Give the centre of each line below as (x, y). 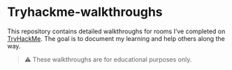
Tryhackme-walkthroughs (85, 12)
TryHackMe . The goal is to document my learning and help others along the (116, 38)
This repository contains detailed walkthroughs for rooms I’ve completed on (116, 31)
